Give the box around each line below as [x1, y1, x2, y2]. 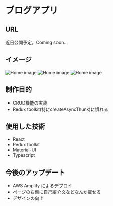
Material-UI [12, 147, 36, 153]
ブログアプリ [5, 5, 59, 16]
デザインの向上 [12, 195, 44, 201]
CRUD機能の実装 [12, 99, 48, 106]
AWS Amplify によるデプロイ [12, 183, 72, 189]
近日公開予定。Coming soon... [5, 39, 68, 45]
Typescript [12, 152, 35, 158]
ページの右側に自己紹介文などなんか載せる [12, 189, 101, 195]
